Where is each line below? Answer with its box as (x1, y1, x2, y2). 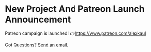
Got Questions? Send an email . (5, 42, 69, 48)
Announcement (5, 14, 71, 25)
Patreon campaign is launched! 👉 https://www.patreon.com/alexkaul (5, 30, 146, 36)
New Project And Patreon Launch (5, 3, 145, 15)
